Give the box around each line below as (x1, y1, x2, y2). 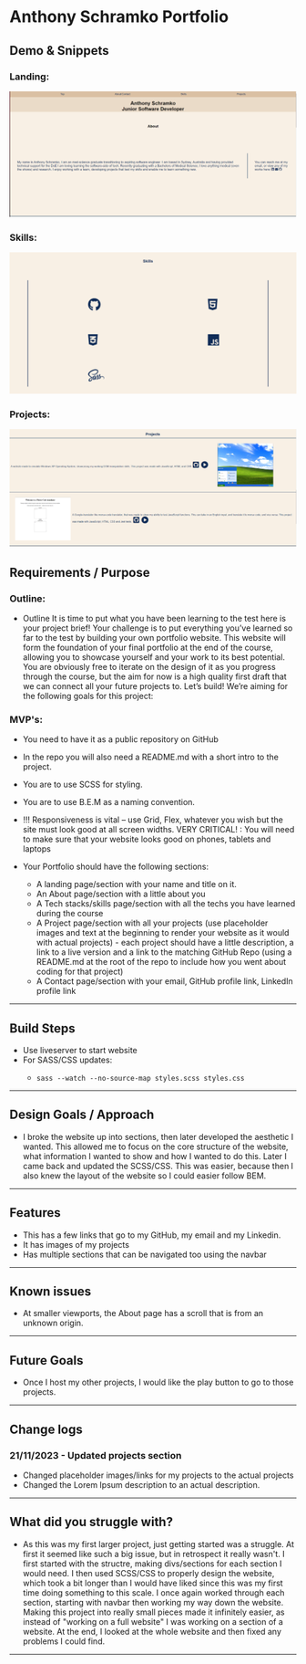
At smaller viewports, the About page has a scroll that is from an (22, 1308, 264, 1319)
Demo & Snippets (9, 43, 109, 58)
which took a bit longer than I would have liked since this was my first (22, 1577, 284, 1588)
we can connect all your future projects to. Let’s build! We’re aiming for (22, 680, 289, 691)
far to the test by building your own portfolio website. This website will (22, 632, 287, 643)
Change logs (9, 1421, 84, 1437)
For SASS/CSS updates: (22, 1054, 113, 1065)
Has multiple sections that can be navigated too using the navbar (22, 1249, 267, 1260)
